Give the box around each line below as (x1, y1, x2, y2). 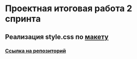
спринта (5, 13, 41, 24)
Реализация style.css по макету (5, 33, 109, 41)
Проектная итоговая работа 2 (5, 3, 133, 14)
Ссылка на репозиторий (5, 47, 66, 54)
